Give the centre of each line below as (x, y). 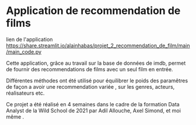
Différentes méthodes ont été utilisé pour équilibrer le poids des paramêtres (97, 81)
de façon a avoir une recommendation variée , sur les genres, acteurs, (90, 86)
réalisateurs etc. (25, 93)
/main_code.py (24, 51)
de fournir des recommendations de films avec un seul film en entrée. (90, 69)
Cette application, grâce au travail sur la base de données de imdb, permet (96, 63)
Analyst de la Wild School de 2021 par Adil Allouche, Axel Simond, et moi (93, 110)
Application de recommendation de (93, 11)
